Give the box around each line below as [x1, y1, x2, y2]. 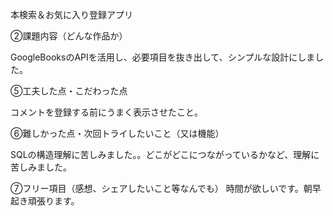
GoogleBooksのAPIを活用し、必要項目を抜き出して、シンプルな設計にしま [10, 51, 316, 63]
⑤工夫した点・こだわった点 [10, 85, 128, 97]
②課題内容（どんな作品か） [10, 30, 128, 42]
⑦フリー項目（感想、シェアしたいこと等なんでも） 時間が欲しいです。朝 [10, 183, 313, 194]
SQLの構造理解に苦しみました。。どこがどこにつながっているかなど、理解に [10, 149, 320, 160]
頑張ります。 [27, 195, 80, 207]
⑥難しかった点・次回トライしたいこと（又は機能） [10, 128, 225, 139]
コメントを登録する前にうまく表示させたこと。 [10, 106, 203, 118]
